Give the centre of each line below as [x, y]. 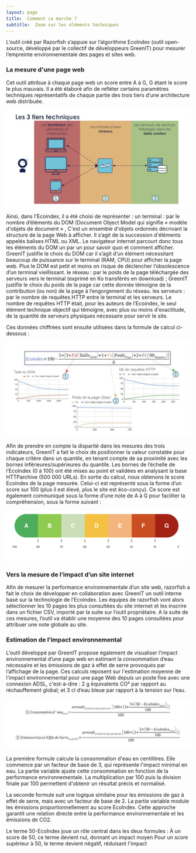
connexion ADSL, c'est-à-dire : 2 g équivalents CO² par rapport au [86, 684]
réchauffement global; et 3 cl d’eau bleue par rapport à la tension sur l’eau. [96, 690]
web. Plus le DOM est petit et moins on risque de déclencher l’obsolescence [98, 266]
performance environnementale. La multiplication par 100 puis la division [94, 777]
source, [15, 48]
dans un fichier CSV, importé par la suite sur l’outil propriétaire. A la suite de [97, 612]
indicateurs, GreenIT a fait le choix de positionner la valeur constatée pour [95, 452]
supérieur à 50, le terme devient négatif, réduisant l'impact [77, 843]
